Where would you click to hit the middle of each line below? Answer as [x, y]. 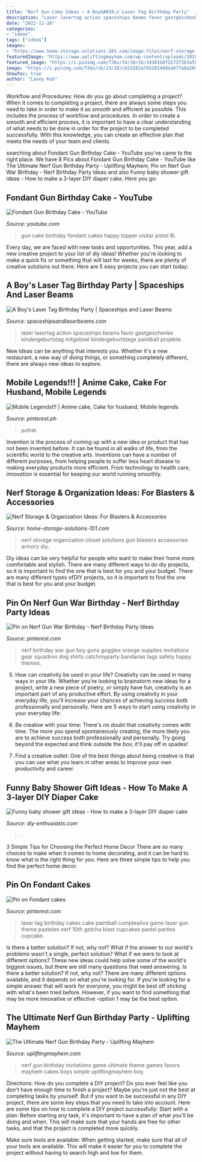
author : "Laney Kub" [32, 79]
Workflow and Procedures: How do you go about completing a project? [94, 97]
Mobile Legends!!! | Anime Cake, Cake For [87, 383]
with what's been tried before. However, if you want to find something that [98, 992]
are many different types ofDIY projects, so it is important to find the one [96, 578]
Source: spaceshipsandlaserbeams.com [57, 321]
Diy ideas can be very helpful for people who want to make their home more [100, 558]
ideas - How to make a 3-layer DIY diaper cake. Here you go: [82, 179]
